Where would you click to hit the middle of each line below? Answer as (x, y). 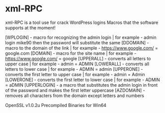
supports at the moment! (30, 27)
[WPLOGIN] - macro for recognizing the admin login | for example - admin (81, 37)
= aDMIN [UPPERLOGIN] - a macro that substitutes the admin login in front (82, 85)
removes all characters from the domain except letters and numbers (75, 96)
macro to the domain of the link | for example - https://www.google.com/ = (82, 48)
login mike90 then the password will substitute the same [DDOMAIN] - (77, 42)
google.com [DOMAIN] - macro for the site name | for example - (71, 53)
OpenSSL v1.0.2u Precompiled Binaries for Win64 (56, 105)
